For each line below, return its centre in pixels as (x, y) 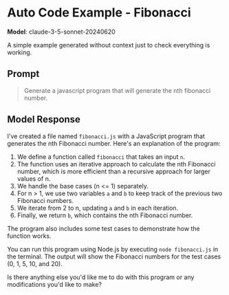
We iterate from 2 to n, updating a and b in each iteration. (98, 208)
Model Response (44, 119)
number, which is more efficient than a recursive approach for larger (114, 171)
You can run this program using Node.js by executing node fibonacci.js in (113, 249)
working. (20, 52)
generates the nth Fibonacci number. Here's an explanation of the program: (114, 143)
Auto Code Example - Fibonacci (99, 13)
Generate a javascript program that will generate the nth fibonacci (117, 90)
